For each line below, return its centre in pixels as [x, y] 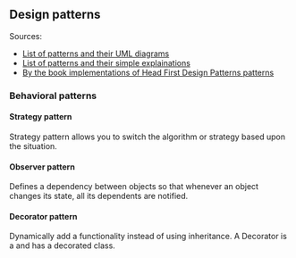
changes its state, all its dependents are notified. [99, 196]
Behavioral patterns [53, 96]
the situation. [34, 146]
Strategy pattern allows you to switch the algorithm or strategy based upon [148, 137]
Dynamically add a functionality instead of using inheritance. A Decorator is [148, 237]
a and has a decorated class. [63, 246]
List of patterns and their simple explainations [106, 62]
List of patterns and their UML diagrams [96, 54]
